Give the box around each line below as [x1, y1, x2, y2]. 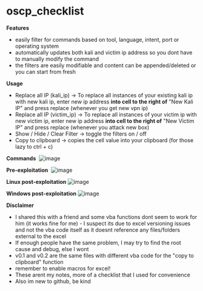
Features [6, 24, 29, 31]
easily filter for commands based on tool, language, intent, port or [15, 36, 179, 43]
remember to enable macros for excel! [15, 264, 111, 272]
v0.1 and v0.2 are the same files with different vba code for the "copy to [15, 252, 194, 259]
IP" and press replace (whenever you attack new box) [15, 123, 150, 131]
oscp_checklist [6, 4, 84, 18]
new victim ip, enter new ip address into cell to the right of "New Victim [15, 117, 195, 125]
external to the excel [15, 232, 67, 240]
